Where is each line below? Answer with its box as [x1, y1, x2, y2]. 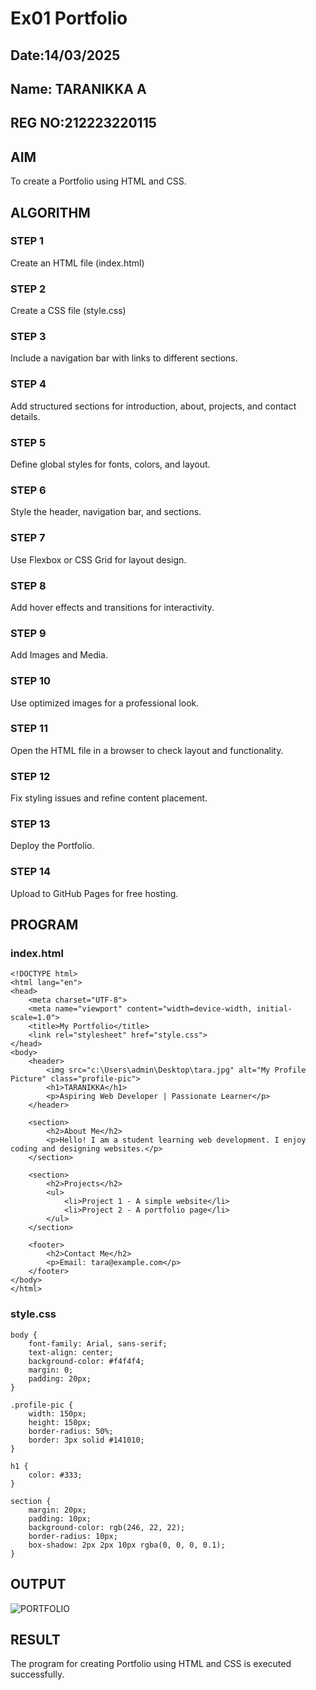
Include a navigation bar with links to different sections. [10, 352, 238, 364]
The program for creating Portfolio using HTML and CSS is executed [10, 1658, 292, 1670]
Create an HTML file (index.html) [10, 257, 145, 269]
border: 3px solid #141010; [28, 1435, 145, 1445]
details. [10, 410, 41, 422]
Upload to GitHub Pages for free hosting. [10, 887, 179, 899]
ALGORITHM [10, 204, 91, 221]
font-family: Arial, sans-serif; [28, 1338, 168, 1349]
